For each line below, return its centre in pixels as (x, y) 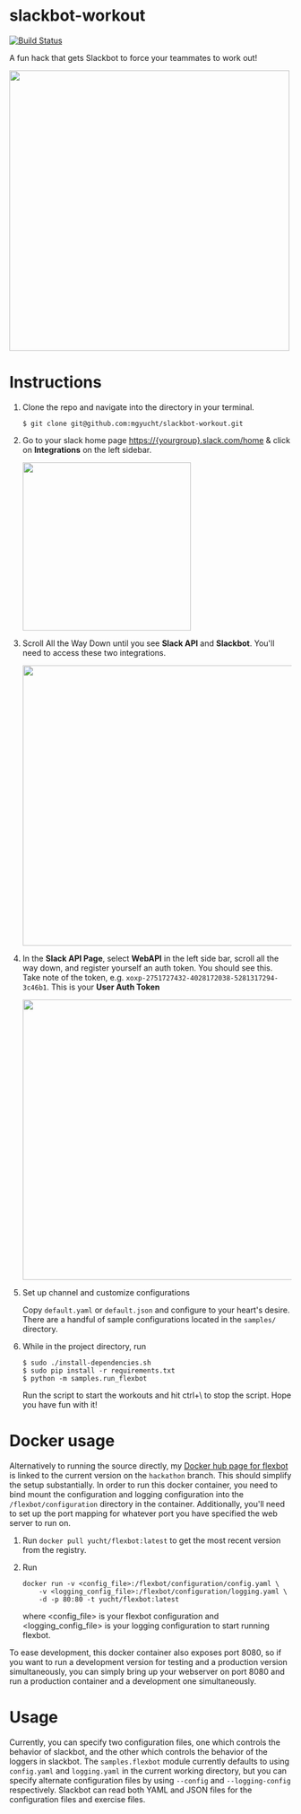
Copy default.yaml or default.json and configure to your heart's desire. (156, 1310)
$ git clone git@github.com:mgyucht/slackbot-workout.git (133, 423)
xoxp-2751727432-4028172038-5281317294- (202, 978)
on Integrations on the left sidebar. (87, 449)
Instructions (56, 383)
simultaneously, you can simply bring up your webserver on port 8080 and (147, 1671)
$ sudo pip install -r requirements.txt (99, 1370)
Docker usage (62, 1441)
